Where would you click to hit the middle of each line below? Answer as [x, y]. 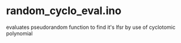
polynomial [19, 33]
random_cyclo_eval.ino [64, 11]
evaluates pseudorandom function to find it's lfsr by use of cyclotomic [91, 27]
